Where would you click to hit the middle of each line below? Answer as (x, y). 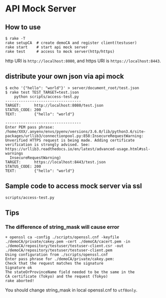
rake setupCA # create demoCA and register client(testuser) (71, 43)
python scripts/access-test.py (47, 97)
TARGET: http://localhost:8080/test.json (54, 105)
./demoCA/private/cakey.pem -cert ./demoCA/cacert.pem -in (68, 242)
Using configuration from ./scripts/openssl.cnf (57, 255)
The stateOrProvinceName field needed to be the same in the (70, 272)
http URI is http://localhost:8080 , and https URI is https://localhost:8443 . (83, 61)
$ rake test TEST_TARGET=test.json (42, 92)
